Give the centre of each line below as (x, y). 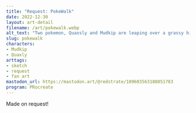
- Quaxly (17, 55)
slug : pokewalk (24, 38)
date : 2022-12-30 (27, 17)
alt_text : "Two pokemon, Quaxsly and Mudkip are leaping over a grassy (95, 33)
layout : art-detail (30, 22)
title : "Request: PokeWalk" (40, 11)
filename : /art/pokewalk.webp (43, 28)
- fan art (18, 76)
